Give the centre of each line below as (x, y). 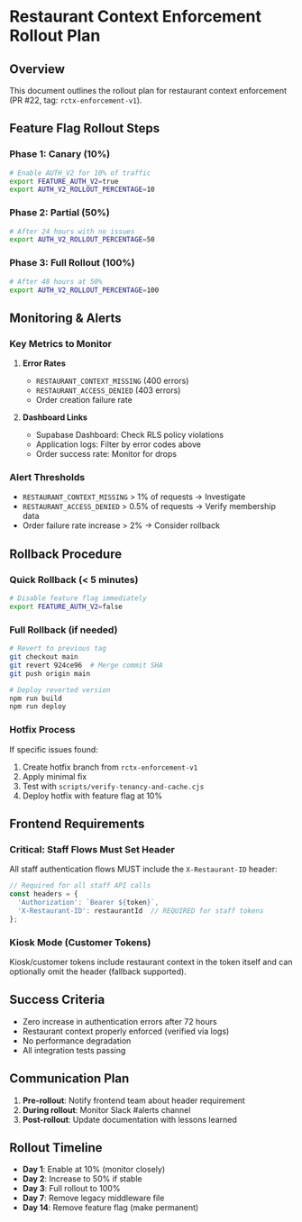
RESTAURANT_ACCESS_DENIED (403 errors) (108, 390)
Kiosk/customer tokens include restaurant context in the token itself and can (151, 962)
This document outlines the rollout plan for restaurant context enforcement (148, 91)
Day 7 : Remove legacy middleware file (93, 1198)
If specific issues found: (54, 749)
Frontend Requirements (77, 823)
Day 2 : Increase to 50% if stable (82, 1179)
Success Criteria (57, 1000)
